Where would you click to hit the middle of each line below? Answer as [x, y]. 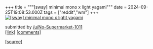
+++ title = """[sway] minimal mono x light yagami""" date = [66, 7]
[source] [14, 42]
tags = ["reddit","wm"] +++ [71, 12]
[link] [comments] [23, 32]
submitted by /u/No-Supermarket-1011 [44, 27]
